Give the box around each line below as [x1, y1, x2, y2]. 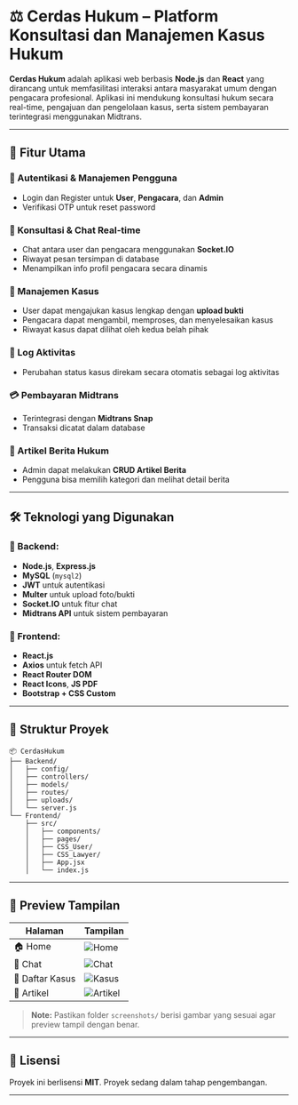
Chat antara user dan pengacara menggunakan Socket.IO [21, 244, 235, 254]
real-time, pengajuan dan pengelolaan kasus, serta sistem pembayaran [9, 101, 269, 112]
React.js [21, 651, 54, 661]
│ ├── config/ [9, 765, 69, 773]
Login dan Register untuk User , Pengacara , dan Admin [21, 192, 224, 203]
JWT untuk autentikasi [21, 580, 106, 590]
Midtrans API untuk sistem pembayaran [21, 607, 169, 619]
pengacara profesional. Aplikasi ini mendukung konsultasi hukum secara [9, 92, 274, 103]
